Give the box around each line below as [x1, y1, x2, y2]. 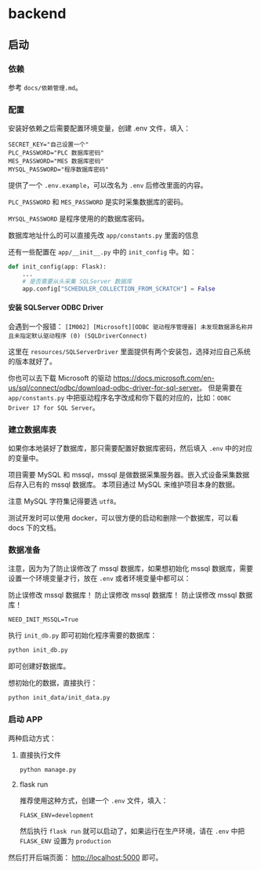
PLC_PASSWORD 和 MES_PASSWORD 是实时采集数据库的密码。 [8, 197, 188, 207]
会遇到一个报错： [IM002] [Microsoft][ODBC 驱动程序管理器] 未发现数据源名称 [8, 321, 248, 331]
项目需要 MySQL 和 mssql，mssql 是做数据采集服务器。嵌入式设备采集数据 [8, 470, 249, 480]
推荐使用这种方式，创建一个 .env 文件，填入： [19, 796, 169, 806]
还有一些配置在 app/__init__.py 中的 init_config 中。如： [8, 247, 197, 257]
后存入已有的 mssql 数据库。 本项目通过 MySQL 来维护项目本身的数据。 [8, 480, 239, 489]
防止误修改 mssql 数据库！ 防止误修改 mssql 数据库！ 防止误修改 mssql [8, 590, 237, 600]
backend [8, 5, 67, 23]
